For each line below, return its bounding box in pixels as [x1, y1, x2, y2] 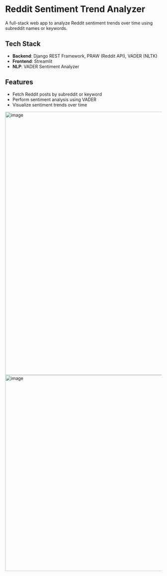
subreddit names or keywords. [5, 25, 68, 31]
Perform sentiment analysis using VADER [12, 96, 97, 103]
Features [5, 78, 33, 87]
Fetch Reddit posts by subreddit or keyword [12, 91, 102, 97]
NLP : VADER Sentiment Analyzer [12, 63, 80, 69]
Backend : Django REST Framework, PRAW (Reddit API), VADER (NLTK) [12, 53, 158, 59]
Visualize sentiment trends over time [12, 102, 87, 108]
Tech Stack [5, 40, 41, 48]
